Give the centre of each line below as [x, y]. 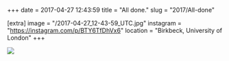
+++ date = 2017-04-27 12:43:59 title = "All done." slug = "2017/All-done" [111, 10]
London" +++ [26, 38]
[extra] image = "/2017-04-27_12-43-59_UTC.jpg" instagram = [94, 23]
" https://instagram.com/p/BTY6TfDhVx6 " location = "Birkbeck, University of [115, 30]
